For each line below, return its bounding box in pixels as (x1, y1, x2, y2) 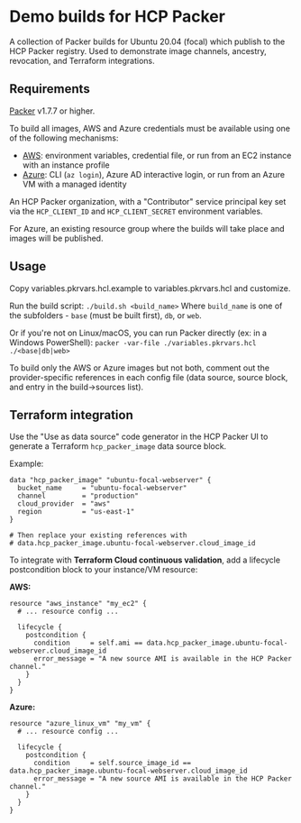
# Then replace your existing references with (9, 531, 187, 540)
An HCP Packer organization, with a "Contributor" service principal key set (9, 196, 287, 206)
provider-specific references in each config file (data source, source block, (9, 371, 288, 382)
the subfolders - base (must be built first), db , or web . (9, 309, 202, 321)
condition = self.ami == (32, 638, 143, 648)
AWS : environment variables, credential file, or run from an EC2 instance (22, 150, 292, 160)
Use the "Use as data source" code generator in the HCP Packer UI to (9, 431, 269, 443)
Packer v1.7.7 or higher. (9, 105, 96, 116)
